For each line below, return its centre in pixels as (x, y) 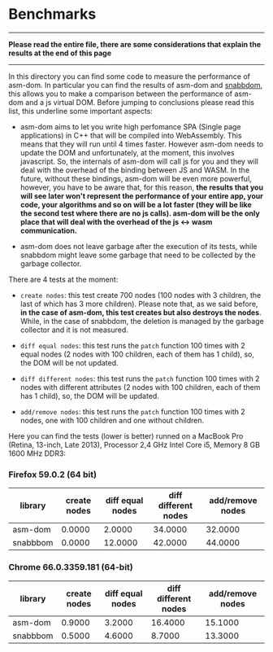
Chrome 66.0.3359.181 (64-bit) (71, 567)
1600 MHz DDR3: (37, 453)
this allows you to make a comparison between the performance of (121, 94)
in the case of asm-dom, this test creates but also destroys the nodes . (141, 312)
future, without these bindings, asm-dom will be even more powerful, (136, 178)
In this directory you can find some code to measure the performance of (129, 76)
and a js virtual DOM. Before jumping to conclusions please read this (140, 102)
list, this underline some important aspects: (80, 111)
